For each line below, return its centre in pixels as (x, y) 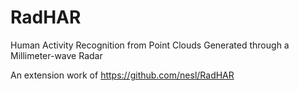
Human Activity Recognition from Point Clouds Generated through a (150, 45)
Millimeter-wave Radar (56, 55)
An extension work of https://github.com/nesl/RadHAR (122, 75)
